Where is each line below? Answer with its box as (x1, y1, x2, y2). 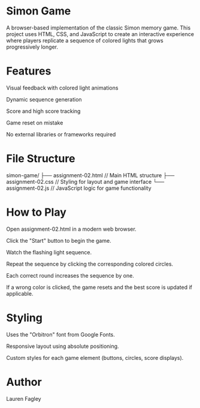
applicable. (6, 290, 34, 297)
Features (6, 64, 51, 78)
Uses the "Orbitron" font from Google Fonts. (6, 330, 116, 338)
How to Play (6, 206, 67, 219)
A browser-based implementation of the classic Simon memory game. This (6, 24, 191, 31)
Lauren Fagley (6, 395, 41, 402)
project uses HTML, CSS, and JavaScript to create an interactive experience (6, 30, 195, 37)
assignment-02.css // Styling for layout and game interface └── (6, 178, 165, 185)
